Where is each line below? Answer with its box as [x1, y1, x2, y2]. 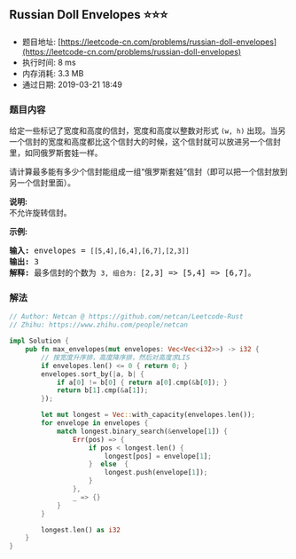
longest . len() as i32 [41, 525, 121, 534]
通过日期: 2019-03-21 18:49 [21, 79, 122, 90]
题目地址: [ [21, 36, 61, 47]
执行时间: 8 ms [21, 57, 77, 67]
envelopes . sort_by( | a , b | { [41, 369, 144, 379]
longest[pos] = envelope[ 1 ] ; [104, 452, 213, 461]
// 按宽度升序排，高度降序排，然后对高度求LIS [41, 353, 191, 362]
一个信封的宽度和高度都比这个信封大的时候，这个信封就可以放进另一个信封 [9, 137, 281, 147]
